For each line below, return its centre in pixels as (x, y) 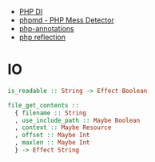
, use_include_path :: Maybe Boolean (77, 120)
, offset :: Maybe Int (52, 136)
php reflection (42, 37)
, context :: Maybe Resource (63, 128)
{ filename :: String (51, 113)
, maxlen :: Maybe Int (52, 143)
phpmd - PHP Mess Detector (67, 20)
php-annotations (46, 28)
